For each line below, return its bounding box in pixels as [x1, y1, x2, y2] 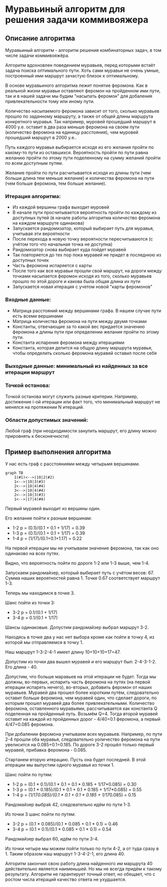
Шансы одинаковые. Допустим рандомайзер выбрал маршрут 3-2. [5, 624, 149, 630]
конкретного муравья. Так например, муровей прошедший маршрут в [5, 119, 156, 124]
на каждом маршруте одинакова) [12, 220, 85, 226]
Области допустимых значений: [5, 416, 88, 423]
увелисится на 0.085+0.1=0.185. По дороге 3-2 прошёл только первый [5, 741, 155, 747]
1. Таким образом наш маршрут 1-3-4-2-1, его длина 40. [5, 851, 126, 857]
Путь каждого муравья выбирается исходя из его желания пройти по [5, 144, 154, 150]
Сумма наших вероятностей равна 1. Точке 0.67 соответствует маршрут [5, 575, 161, 581]
